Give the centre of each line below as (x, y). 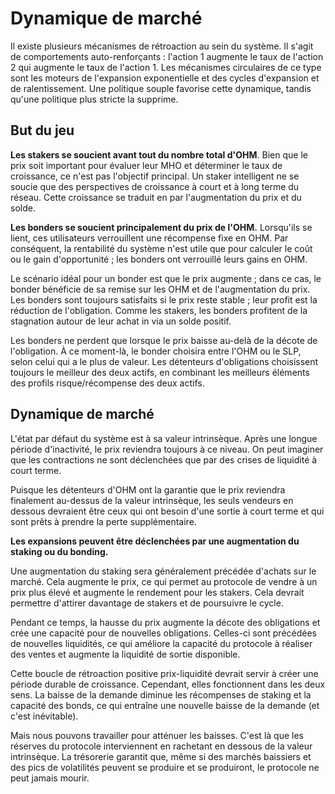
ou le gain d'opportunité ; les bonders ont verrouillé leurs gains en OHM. (159, 259)
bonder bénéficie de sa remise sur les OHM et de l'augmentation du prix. (160, 289)
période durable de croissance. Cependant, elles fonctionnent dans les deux (168, 684)
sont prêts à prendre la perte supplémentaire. (103, 521)
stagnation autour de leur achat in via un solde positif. (121, 321)
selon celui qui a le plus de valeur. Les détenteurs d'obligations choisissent (164, 361)
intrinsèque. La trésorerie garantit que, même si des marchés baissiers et (161, 756)
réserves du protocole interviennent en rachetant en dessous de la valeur (161, 746)
